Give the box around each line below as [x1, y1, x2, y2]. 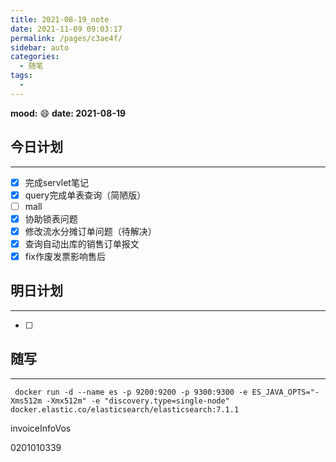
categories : [10, 52, 60, 62]
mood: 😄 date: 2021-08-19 [10, 107, 127, 119]
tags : [10, 71, 33, 81]
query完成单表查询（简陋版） [24, 189, 147, 201]
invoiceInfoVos [10, 422, 72, 434]
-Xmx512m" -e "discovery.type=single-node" [46, 396, 230, 406]
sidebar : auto [10, 42, 70, 53]
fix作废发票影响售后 [24, 250, 106, 262]
